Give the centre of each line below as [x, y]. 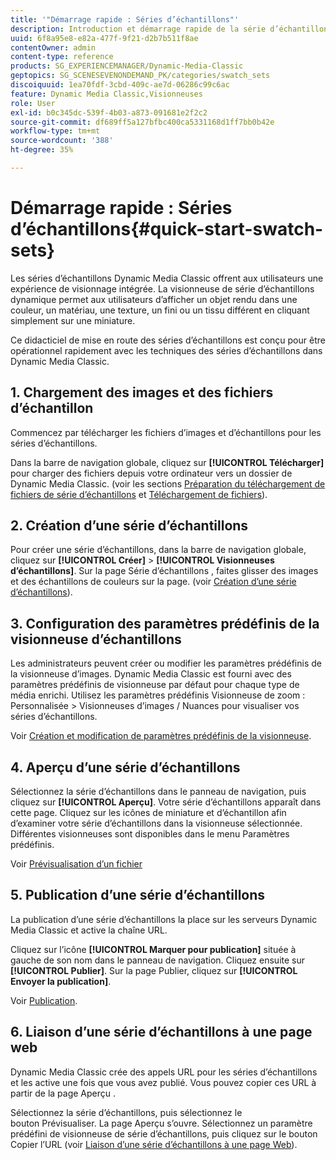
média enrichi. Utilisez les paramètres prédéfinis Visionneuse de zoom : [158, 695]
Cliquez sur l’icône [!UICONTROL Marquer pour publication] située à [153, 949]
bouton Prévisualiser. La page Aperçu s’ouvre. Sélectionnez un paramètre [161, 1123]
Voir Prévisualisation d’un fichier [76, 864]
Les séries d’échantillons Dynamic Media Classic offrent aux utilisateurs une [167, 278]
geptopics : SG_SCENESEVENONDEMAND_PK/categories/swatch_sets [140, 76]
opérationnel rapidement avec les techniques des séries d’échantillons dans [166, 350]
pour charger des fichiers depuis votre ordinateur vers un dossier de [151, 473]
